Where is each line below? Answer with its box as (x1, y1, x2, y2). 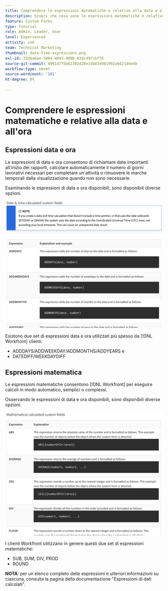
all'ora (5, 126, 32, 138)
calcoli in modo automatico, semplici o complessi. (5, 387, 107, 393)
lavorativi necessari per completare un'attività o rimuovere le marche (5, 170, 147, 176)
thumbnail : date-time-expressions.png (5, 50, 86, 55)
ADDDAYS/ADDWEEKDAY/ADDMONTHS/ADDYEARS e (12, 348, 125, 354)
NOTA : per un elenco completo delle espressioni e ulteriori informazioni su (5, 570, 159, 576)
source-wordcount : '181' (5, 72, 57, 77)
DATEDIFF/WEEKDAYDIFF (12, 353, 66, 360)
